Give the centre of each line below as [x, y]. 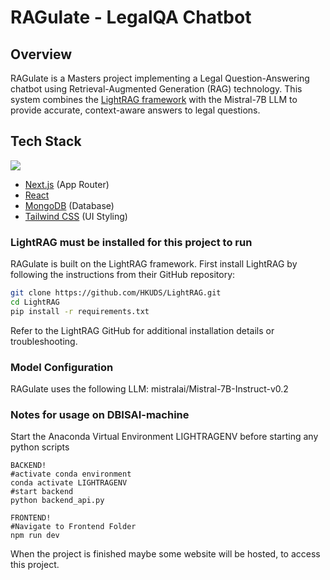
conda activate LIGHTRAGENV [69, 483]
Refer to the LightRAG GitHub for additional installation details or [142, 330]
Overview [41, 54]
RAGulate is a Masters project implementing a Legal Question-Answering [160, 78]
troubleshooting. [44, 341]
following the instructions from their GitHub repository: [123, 275]
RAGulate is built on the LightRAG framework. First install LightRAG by [154, 264]
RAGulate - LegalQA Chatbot [131, 17]
